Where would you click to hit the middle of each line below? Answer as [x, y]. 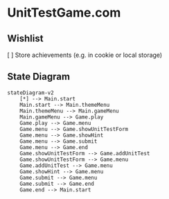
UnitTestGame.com [64, 13]
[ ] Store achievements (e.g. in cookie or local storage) [85, 55]
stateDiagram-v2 [30, 93]
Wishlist [25, 38]
